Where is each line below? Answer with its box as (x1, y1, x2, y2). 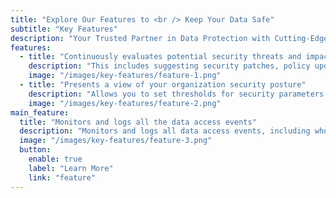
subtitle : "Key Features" (10, 24, 118, 34)
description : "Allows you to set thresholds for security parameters (28, 89, 325, 99)
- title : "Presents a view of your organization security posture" (19, 80, 307, 90)
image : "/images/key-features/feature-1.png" (28, 71, 222, 81)
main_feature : (10, 107, 70, 118)
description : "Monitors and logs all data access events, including (19, 126, 311, 136)
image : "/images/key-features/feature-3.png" (19, 136, 213, 146)
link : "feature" (28, 172, 97, 183)
